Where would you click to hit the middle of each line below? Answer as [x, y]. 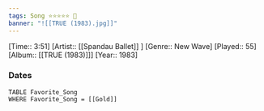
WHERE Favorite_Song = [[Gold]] [63, 99]
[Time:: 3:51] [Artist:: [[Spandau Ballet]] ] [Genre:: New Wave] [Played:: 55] [132, 46]
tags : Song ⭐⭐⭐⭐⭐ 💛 [43, 16]
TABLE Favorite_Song [43, 92]
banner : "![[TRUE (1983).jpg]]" [63, 23]
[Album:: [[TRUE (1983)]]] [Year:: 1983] [73, 55]
